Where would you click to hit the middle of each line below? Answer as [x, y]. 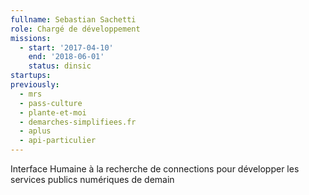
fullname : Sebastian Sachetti [73, 19]
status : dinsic [60, 66]
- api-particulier [58, 141]
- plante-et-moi [53, 112]
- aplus [35, 131]
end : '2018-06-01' [66, 57]
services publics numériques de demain [92, 179]
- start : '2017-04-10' [66, 47]
